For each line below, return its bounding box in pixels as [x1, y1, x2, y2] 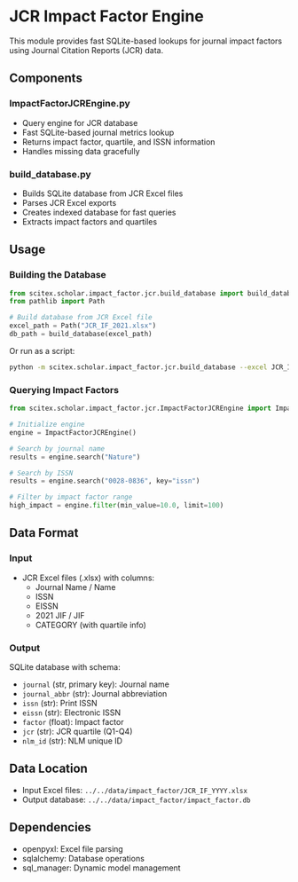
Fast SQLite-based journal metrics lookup [21, 127, 175, 138]
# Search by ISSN [9, 469, 74, 477]
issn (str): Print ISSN [21, 698, 98, 709]
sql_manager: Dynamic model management [21, 862, 181, 873]
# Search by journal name [9, 444, 105, 453]
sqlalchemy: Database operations [21, 853, 145, 863]
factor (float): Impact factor [21, 717, 124, 728]
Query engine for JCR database [21, 117, 138, 128]
